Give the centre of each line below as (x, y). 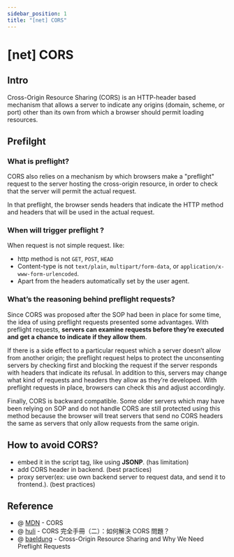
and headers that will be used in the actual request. (81, 212)
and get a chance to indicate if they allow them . (77, 336)
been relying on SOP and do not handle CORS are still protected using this (114, 408)
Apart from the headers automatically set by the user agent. (103, 281)
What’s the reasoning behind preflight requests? (92, 299)
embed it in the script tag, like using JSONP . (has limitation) (103, 462)
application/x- (203, 267)
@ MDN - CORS (40, 523)
